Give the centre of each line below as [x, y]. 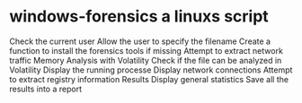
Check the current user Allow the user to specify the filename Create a [140, 41]
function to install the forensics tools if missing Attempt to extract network [146, 50]
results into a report [46, 89]
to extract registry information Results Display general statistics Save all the [149, 79]
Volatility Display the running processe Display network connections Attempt [151, 70]
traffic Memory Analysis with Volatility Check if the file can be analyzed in [146, 60]
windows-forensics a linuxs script [139, 17]
